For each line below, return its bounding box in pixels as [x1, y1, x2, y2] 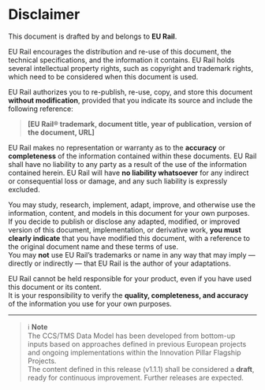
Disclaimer [8, 6, 80, 24]
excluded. [8, 184, 41, 194]
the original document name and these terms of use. [8, 242, 179, 251]
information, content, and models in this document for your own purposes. [8, 208, 250, 217]
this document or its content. [8, 282, 102, 292]
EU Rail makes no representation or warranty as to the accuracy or [8, 143, 226, 152]
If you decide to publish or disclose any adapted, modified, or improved [8, 217, 241, 226]
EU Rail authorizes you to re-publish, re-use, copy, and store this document [8, 87, 253, 96]
